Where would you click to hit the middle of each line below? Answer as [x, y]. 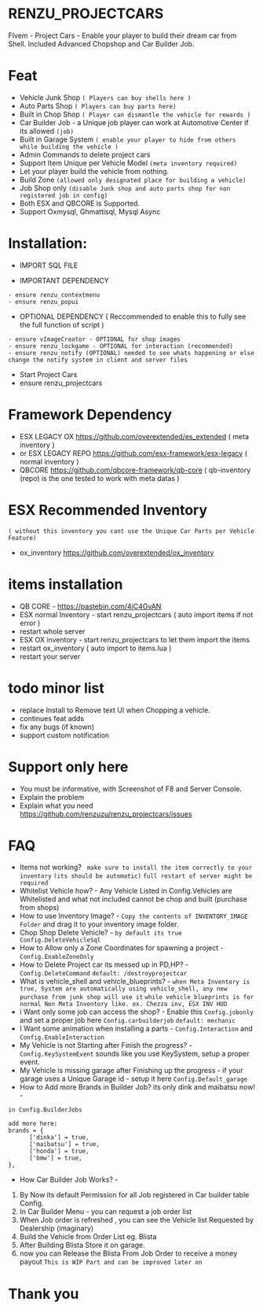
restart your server [50, 656]
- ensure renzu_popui [44, 302]
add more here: [33, 1124]
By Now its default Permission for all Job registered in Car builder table [134, 1195]
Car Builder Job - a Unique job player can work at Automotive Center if [134, 122]
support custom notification [64, 735]
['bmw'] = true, [55, 1158]
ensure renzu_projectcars [61, 383]
